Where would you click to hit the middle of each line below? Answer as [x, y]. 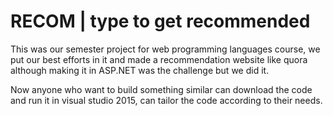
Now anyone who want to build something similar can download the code [161, 89]
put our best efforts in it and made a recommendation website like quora [159, 59]
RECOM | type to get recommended [160, 21]
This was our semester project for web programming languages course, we [165, 49]
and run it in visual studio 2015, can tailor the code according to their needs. [166, 100]
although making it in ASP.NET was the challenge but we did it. [140, 70]
